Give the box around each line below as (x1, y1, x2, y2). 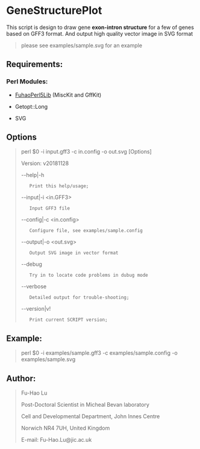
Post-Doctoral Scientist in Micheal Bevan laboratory (20, 401, 149, 409)
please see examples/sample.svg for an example (20, 42, 143, 49)
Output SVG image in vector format (29, 250, 119, 256)
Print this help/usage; (29, 183, 89, 189)
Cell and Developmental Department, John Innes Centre (20, 413, 160, 420)
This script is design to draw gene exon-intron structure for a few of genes (6, 24, 195, 31)
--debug (20, 260, 42, 268)
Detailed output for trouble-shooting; (29, 294, 130, 301)
